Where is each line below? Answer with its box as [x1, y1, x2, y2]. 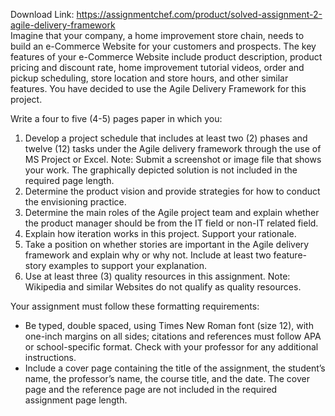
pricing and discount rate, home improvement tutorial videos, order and [10, 62, 305, 73]
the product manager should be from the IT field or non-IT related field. [24, 217, 319, 229]
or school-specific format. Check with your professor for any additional [24, 341, 319, 353]
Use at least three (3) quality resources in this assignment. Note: [24, 270, 291, 282]
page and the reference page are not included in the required [24, 384, 278, 395]
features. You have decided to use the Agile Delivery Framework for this [10, 83, 307, 94]
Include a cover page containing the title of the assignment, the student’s [24, 362, 326, 374]
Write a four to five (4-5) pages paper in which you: [10, 113, 223, 124]
